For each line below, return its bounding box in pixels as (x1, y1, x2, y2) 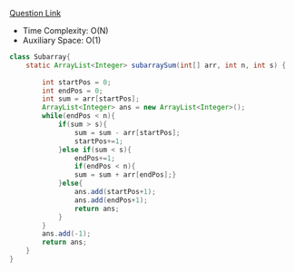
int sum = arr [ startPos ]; (42, 94, 141, 103)
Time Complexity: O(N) (22, 25, 109, 35)
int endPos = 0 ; (42, 86, 103, 95)
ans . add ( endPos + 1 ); (74, 195, 148, 205)
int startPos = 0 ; (42, 77, 112, 87)
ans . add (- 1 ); (42, 229, 92, 238)
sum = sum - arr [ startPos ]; (74, 128, 181, 137)
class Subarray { (9, 53, 71, 62)
